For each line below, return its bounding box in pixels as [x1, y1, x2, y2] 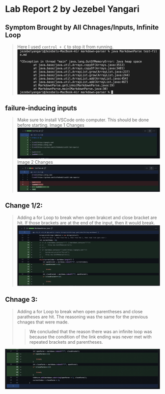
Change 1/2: [5, 201, 43, 210]
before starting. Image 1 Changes [17, 122, 84, 128]
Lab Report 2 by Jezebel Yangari [5, 3, 140, 15]
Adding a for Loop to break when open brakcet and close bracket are [17, 215, 157, 220]
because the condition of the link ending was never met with [29, 334, 152, 340]
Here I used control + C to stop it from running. [17, 44, 114, 50]
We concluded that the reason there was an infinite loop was [29, 328, 152, 334]
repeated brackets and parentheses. [29, 339, 103, 345]
